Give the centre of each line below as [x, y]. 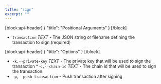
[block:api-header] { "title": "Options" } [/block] [53, 52]
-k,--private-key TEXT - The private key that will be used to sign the [81, 61]
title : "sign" [19, 9]
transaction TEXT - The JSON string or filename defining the [73, 37]
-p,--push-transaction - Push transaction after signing [67, 76]
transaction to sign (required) [41, 42]
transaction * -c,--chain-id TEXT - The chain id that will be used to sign [84, 66]
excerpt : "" [17, 14]
